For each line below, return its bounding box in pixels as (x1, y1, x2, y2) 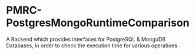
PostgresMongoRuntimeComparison (6, 16, 190, 30)
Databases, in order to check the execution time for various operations (6, 42, 178, 49)
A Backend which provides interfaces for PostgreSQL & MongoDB (6, 35, 166, 43)
